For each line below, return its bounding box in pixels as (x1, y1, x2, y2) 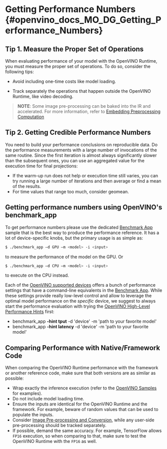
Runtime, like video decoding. (12, 94, 74, 99)
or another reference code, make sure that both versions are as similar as (5, 370, 156, 376)
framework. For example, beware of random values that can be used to (12, 406, 159, 412)
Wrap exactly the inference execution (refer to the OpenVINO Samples (12, 385, 157, 391)
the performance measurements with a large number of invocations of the (5, 147, 157, 153)
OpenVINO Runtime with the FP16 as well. (12, 438, 97, 444)
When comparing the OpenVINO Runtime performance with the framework (5, 365, 159, 371)
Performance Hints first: (5, 309, 55, 315)
